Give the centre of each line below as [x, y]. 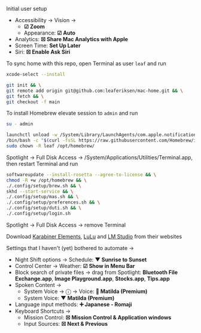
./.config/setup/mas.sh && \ [42, 197]
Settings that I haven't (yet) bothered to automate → [70, 248]
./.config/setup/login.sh [38, 214]
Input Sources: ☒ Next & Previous [66, 323]
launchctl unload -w [32, 135]
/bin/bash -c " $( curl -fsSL [41, 141]
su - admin [20, 124]
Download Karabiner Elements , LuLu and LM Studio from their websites [94, 236]
